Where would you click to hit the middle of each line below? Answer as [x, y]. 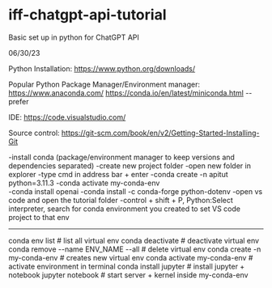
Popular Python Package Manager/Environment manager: [104, 84]
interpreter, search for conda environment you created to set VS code [125, 209]
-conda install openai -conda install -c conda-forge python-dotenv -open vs [136, 191]
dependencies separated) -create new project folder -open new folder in [130, 165]
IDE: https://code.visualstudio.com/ [67, 117]
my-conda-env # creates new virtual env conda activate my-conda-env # [131, 257]
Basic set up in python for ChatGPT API [74, 37]
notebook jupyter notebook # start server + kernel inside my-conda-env [128, 275]
